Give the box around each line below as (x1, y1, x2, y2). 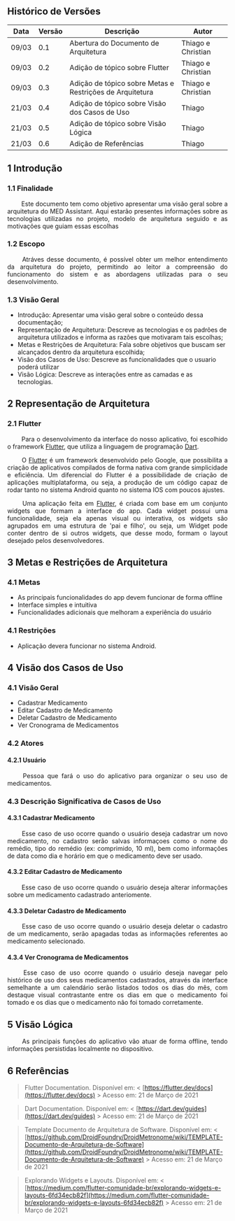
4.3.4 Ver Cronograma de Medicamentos (7, 953, 129, 961)
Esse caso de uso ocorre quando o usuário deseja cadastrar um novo (22, 829, 228, 838)
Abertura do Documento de (69, 38, 159, 48)
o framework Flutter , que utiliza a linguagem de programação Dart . (7, 442, 199, 451)
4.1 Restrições (7, 626, 56, 635)
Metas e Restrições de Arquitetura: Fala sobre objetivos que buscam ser (17, 341, 226, 349)
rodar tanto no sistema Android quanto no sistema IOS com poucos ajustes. (7, 486, 225, 494)
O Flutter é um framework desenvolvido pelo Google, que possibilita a (22, 456, 228, 464)
